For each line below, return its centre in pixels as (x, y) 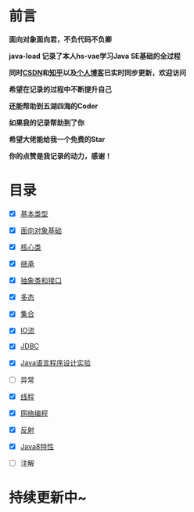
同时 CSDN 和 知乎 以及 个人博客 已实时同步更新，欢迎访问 (98, 72)
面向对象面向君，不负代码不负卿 (60, 39)
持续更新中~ (48, 498)
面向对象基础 (41, 230)
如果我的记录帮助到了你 (47, 122)
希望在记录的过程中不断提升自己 (60, 89)
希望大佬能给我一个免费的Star (57, 139)
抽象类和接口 (41, 281)
